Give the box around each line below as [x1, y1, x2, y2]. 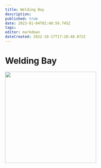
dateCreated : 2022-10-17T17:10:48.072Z [5, 35, 86, 39]
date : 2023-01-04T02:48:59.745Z [5, 20, 70, 26]
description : [5, 12, 32, 17]
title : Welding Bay [5, 7, 45, 12]
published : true [5, 16, 38, 21]
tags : [5, 25, 16, 30]
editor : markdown [5, 30, 40, 35]
